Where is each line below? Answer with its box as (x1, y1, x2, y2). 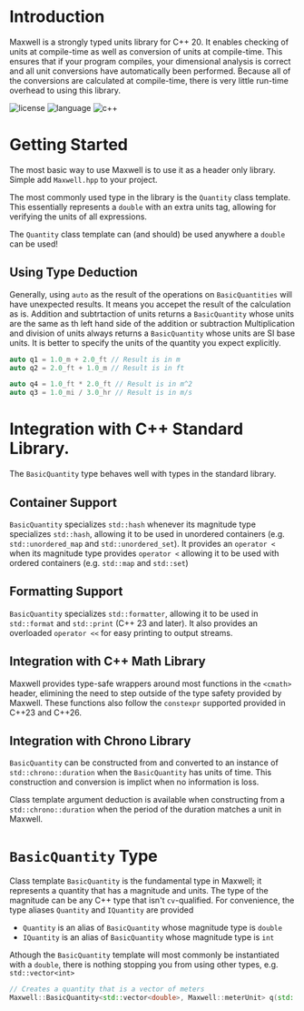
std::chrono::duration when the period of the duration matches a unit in (9, 804, 282, 815)
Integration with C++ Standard (9, 419, 243, 440)
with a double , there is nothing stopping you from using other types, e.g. (9, 959, 279, 970)
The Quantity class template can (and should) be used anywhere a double (9, 228, 286, 239)
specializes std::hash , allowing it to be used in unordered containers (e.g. (9, 528, 286, 539)
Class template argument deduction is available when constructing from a (9, 794, 286, 805)
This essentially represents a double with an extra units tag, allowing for (9, 201, 277, 212)
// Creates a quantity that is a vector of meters (9, 985, 205, 994)
